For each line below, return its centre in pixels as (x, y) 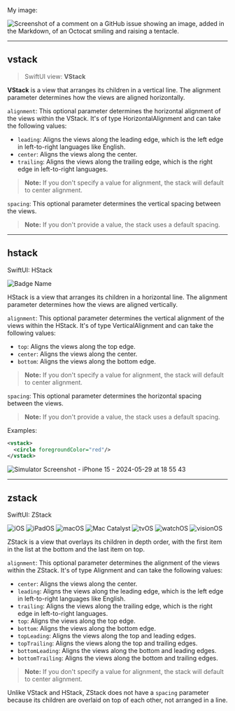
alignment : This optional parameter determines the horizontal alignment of (114, 110)
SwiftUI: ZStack (30, 515)
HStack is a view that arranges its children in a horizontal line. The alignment (117, 297)
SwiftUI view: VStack (55, 76)
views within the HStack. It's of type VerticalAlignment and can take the (111, 325)
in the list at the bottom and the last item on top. (76, 550)
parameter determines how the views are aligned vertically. (93, 304)
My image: (22, 10)
